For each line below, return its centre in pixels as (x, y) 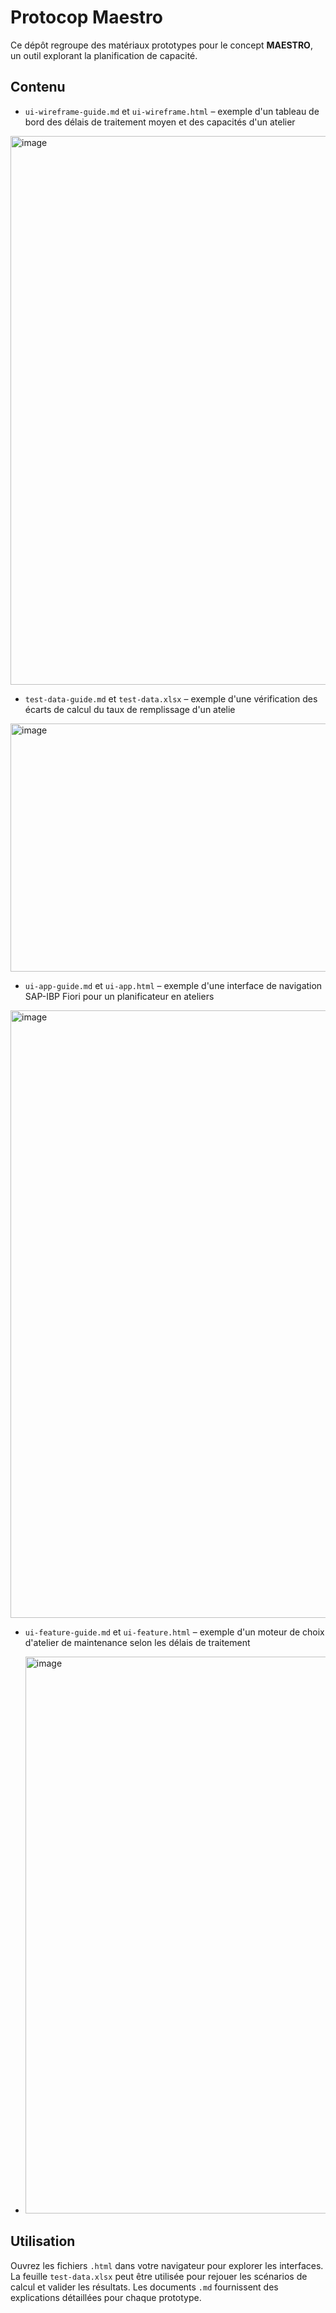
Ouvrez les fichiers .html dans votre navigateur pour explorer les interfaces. (167, 2265)
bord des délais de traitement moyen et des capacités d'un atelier (160, 122)
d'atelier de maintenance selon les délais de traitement (137, 1642)
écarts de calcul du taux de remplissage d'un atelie (130, 709)
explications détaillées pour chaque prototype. (106, 2297)
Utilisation (43, 2241)
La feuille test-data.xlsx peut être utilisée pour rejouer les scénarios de (159, 2276)
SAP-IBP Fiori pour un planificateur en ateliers (119, 996)
